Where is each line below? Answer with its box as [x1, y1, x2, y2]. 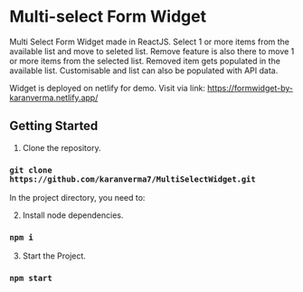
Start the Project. [22, 250, 86, 261]
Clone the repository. [22, 142, 101, 153]
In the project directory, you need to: [9, 193, 146, 203]
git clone [9, 165, 52, 175]
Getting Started [9, 118, 99, 134]
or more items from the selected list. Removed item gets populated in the [9, 55, 280, 66]
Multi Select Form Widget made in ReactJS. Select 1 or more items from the [9, 36, 290, 47]
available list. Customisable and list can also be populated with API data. [9, 65, 279, 76]
